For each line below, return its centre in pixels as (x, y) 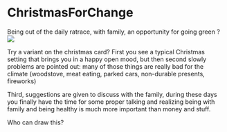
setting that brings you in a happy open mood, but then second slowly (107, 59)
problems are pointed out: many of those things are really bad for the (106, 66)
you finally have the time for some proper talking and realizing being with (111, 102)
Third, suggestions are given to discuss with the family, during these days (112, 94)
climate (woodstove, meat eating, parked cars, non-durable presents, (106, 74)
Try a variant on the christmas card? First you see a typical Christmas (106, 52)
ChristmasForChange (70, 13)
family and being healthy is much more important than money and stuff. (109, 109)
